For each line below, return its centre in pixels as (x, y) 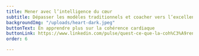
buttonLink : (21, 34)
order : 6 (17, 39)
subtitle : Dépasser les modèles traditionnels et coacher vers (86, 17)
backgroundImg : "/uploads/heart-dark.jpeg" (61, 22)
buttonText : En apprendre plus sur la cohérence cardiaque (81, 28)
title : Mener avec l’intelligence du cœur (59, 11)
